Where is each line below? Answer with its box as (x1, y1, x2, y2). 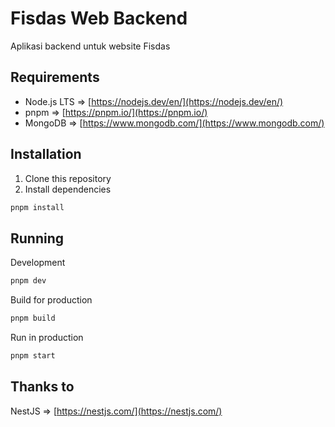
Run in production (10, 332, 84, 343)
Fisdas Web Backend (10, 7, 188, 30)
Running (10, 230, 65, 247)
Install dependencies (24, 183, 112, 195)
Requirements (10, 69, 100, 86)
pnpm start (10, 351, 56, 361)
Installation (10, 146, 82, 163)
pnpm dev (10, 276, 47, 286)
